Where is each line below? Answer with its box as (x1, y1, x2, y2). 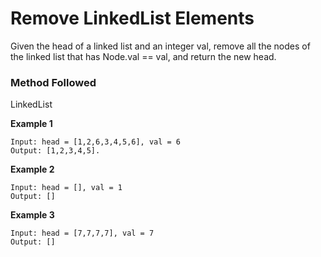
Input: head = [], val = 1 (10, 183, 123, 193)
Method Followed (10, 75, 97, 89)
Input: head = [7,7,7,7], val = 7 (10, 228, 155, 239)
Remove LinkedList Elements (10, 7, 255, 30)
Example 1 (10, 118, 53, 130)
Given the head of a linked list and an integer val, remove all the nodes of (10, 40, 311, 52)
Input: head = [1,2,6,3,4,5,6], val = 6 (10, 137, 182, 147)
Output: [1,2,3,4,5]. (10, 146, 101, 156)
